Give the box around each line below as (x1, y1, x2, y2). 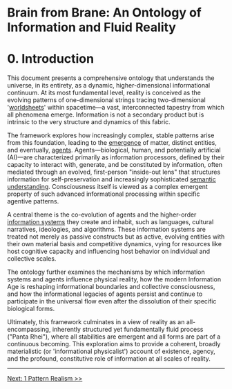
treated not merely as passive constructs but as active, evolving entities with (7, 232, 225, 241)
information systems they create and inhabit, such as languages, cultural (7, 218, 214, 226)
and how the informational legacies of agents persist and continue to (7, 290, 203, 298)
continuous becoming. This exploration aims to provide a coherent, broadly (7, 340, 221, 348)
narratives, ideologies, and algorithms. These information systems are (7, 226, 206, 234)
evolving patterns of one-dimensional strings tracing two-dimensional (7, 96, 206, 104)
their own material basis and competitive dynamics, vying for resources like (7, 240, 222, 248)
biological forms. (7, 305, 55, 313)
